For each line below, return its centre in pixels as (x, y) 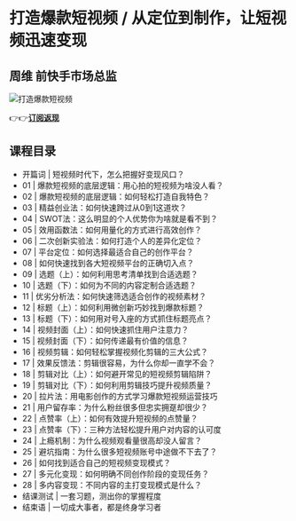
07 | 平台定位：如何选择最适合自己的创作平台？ (108, 252)
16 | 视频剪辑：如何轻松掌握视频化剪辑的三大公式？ (115, 351)
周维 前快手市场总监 (63, 76)
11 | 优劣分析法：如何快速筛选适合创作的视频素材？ (114, 296)
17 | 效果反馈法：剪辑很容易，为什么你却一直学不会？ (118, 363)
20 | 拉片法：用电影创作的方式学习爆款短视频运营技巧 (120, 396)
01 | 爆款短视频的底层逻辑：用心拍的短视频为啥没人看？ (123, 185)
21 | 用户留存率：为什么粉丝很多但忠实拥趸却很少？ (115, 407)
